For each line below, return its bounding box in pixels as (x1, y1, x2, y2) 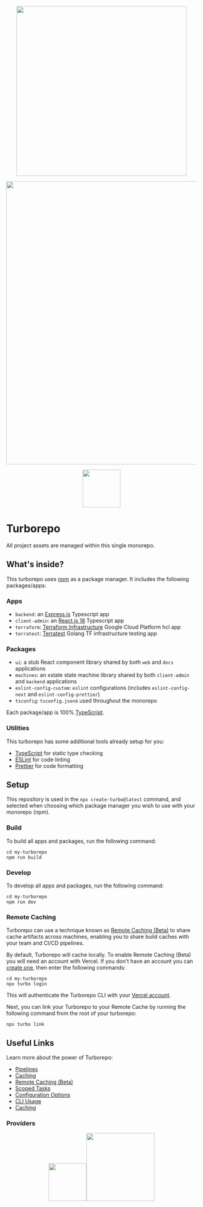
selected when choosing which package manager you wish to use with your (6, 802, 195, 809)
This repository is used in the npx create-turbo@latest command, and (6, 796, 181, 803)
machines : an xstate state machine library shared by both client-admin (14, 671, 190, 679)
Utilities (6, 724, 30, 732)
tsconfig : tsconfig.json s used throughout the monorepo (14, 697, 157, 704)
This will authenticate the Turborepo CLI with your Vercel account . (6, 991, 171, 999)
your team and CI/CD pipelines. (6, 939, 85, 947)
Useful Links (6, 1038, 54, 1048)
